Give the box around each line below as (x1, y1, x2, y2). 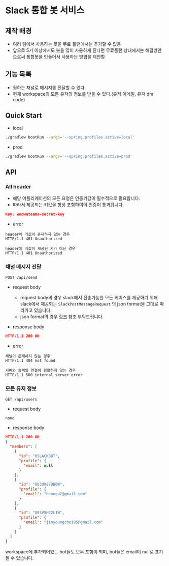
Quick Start (5, 111, 42, 120)
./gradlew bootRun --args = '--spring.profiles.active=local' (5, 134, 136, 140)
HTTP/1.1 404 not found (5, 358, 56, 363)
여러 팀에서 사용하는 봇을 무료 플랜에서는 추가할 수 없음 (12, 41, 121, 47)
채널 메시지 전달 (5, 263, 42, 270)
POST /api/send (5, 275, 38, 280)
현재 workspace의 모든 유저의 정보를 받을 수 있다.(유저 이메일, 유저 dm (12, 91, 154, 97)
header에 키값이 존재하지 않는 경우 (5, 232, 70, 237)
